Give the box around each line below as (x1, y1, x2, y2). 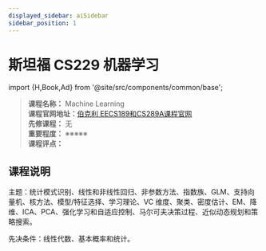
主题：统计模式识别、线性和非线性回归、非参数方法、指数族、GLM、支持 (8, 187, 248, 197)
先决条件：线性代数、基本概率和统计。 (8, 234, 134, 244)
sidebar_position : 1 (8, 19, 77, 27)
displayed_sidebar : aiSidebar (8, 11, 109, 20)
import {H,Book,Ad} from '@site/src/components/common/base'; (8, 83, 224, 92)
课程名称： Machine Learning (27, 99, 125, 108)
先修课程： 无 (27, 119, 73, 128)
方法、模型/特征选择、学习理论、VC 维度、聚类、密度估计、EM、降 (35, 197, 257, 207)
